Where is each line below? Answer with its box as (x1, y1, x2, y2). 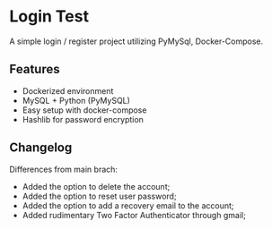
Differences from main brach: (9, 164, 118, 174)
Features (9, 62, 60, 77)
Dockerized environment (22, 85, 114, 96)
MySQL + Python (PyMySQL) (22, 95, 130, 106)
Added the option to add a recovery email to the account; (22, 199, 235, 211)
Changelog (9, 140, 73, 156)
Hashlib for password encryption (22, 114, 144, 124)
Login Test (9, 6, 90, 27)
